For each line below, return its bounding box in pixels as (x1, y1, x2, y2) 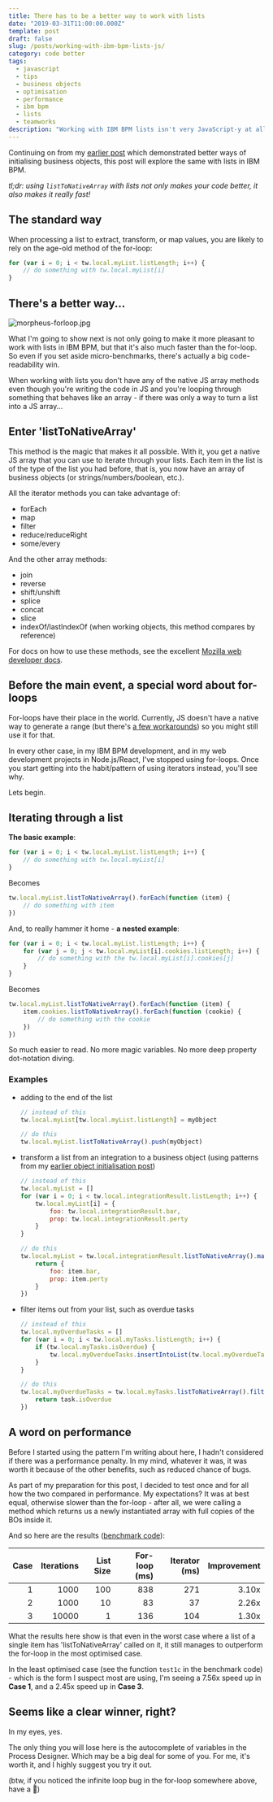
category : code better (8, 50, 85, 58)
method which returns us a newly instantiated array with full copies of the (8, 1506, 255, 1516)
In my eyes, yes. (8, 1726, 63, 1736)
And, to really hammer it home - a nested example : (8, 924, 180, 934)
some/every (19, 538, 61, 548)
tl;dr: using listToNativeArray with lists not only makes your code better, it (8, 181, 258, 190)
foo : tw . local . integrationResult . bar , (50, 1207, 181, 1216)
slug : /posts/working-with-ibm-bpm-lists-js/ (8, 42, 165, 50)
